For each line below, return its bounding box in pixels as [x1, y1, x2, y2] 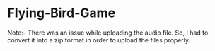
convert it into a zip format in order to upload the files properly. [7, 35, 191, 44]
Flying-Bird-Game [7, 5, 116, 21]
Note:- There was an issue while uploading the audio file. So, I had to [7, 28, 209, 37]
